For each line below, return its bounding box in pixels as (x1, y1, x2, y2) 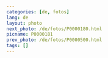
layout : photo (6, 20, 43, 26)
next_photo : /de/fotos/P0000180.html (6, 25, 103, 32)
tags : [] (6, 43, 29, 49)
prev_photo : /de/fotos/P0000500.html (6, 37, 103, 43)
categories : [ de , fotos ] (6, 8, 70, 15)
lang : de (6, 14, 29, 21)
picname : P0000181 (6, 31, 53, 37)
